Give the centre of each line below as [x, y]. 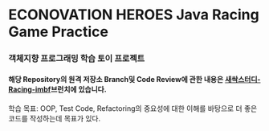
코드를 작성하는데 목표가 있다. [55, 119]
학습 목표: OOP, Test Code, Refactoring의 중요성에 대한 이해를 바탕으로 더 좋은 [133, 108]
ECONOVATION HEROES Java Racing [134, 15]
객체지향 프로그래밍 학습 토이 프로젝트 [77, 59]
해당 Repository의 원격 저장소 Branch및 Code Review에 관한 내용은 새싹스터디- [134, 79]
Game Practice [59, 32]
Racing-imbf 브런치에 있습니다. [57, 89]
